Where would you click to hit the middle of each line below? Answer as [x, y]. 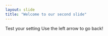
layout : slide [20, 10]
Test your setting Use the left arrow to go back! [54, 28]
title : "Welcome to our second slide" [46, 14]
